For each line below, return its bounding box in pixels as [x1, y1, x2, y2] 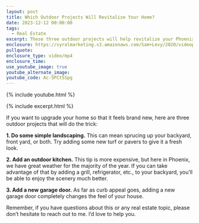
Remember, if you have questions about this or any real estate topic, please [6, 204, 190, 211]
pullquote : [6, 47, 33, 53]
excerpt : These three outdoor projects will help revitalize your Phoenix [6, 36, 195, 42]
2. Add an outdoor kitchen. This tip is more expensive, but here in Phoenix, [6, 156, 191, 163]
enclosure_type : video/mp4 [6, 53, 73, 59]
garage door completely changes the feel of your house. [6, 193, 144, 200]
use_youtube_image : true [6, 63, 68, 70]
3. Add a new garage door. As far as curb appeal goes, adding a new [6, 186, 175, 193]
